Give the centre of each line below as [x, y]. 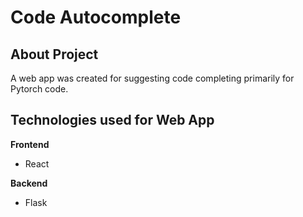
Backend [29, 183]
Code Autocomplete [96, 17]
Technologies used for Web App [112, 120]
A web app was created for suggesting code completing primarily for [152, 78]
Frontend [30, 144]
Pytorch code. [39, 89]
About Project [54, 54]
